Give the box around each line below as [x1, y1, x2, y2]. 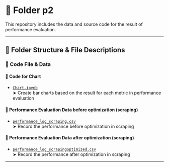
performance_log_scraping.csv [12, 119, 76, 124]
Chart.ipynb [12, 86, 38, 91]
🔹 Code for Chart [5, 73, 41, 79]
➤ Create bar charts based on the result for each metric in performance [12, 90, 161, 96]
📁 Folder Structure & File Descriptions [5, 46, 125, 54]
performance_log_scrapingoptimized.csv [12, 147, 97, 152]
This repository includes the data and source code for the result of [5, 21, 143, 27]
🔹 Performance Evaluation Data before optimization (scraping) [5, 107, 138, 113]
